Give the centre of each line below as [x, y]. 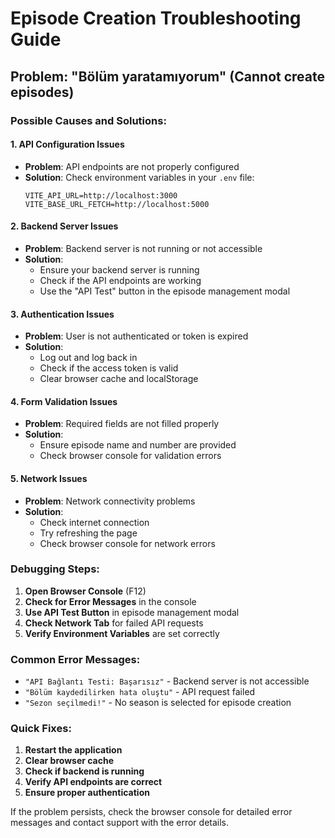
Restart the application [73, 750]
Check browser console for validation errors [130, 456]
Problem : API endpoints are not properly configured [132, 166]
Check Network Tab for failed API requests [114, 623]
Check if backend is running [84, 771]
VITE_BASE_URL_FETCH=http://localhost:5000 [117, 204]
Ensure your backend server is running [119, 269]
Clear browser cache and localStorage [119, 379]
